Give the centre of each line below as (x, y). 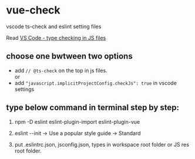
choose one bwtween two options (70, 56)
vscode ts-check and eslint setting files (54, 26)
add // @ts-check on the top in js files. (61, 70)
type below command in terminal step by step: (93, 108)
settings (24, 89)
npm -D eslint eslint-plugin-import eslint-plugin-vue (77, 121)
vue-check (33, 10)
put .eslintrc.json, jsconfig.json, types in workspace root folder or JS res (102, 144)
